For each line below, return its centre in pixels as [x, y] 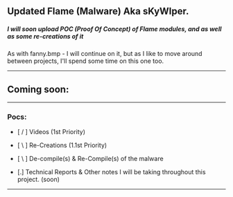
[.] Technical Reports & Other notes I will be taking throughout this [111, 172]
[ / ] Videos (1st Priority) [51, 132]
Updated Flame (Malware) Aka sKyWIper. [98, 11]
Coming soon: [38, 89]
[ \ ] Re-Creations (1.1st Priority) [62, 145]
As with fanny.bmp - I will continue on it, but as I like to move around [105, 54]
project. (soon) [38, 180]
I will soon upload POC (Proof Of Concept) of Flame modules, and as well [114, 29]
